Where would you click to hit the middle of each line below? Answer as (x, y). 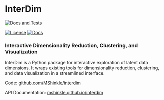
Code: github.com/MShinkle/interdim (43, 83)
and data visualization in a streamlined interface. (55, 73)
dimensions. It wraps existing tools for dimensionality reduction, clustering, (82, 68)
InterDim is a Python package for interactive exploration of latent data (77, 63)
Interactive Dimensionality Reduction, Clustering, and (72, 45)
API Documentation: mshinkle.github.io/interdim (54, 93)
